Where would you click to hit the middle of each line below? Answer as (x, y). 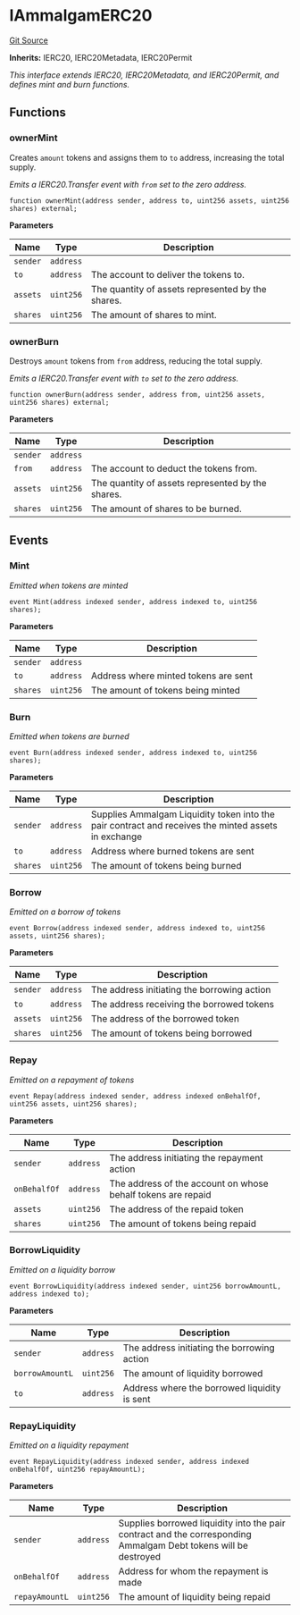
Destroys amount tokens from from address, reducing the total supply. (136, 361)
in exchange (117, 837)
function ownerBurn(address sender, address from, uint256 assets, (137, 394)
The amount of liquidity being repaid (194, 1597)
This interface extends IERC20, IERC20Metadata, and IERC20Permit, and (144, 75)
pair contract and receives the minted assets (184, 825)
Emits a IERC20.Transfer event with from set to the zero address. (128, 184)
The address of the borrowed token (165, 1019)
